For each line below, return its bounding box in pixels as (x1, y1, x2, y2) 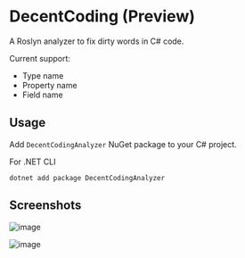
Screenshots (9, 198, 82, 213)
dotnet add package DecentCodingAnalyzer (9, 173, 166, 182)
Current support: (9, 53, 71, 63)
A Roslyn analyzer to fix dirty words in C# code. (9, 36, 184, 46)
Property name (21, 79, 78, 90)
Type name (21, 70, 64, 81)
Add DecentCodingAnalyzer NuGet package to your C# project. (9, 138, 238, 149)
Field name (21, 89, 64, 100)
